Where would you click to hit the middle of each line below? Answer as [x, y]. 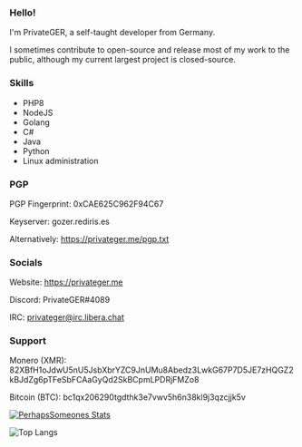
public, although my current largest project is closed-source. [122, 60]
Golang [36, 122]
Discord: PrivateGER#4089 [60, 300]
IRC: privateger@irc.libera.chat [67, 317]
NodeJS [38, 112]
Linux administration [60, 160]
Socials [26, 262]
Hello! [23, 13]
